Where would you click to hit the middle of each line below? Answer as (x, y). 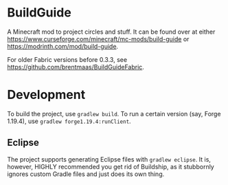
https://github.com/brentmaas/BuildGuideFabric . (76, 67)
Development (46, 95)
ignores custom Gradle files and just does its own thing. (86, 174)
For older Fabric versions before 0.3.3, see (67, 59)
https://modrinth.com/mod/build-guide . (63, 46)
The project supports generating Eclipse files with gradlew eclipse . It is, (109, 159)
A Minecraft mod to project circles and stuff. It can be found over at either (111, 32)
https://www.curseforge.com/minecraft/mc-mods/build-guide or (98, 39)
